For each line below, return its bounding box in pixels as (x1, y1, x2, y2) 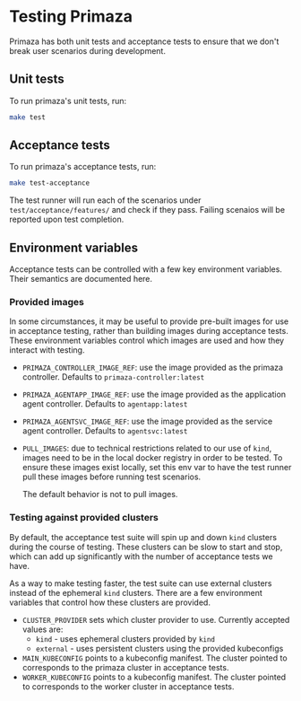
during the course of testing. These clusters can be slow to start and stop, (9, 541, 283, 552)
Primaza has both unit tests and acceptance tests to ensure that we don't (9, 36, 279, 47)
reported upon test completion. (9, 214, 125, 225)
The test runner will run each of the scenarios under (9, 195, 202, 206)
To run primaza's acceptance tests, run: (9, 162, 157, 172)
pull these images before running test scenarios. (21, 471, 202, 482)
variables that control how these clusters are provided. (9, 597, 211, 608)
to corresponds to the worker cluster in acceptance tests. (21, 680, 235, 692)
